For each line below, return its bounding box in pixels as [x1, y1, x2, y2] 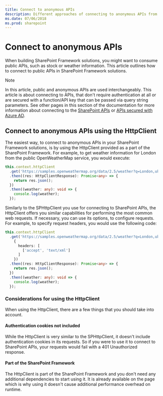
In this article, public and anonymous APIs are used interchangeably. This [5, 87, 152, 93]
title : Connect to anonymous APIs [5, 7, 75, 12]
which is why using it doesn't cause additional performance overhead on [5, 381, 151, 387]
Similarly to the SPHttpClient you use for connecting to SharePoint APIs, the [5, 205, 156, 210]
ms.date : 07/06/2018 [5, 16, 47, 21]
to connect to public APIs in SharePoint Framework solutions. [5, 68, 127, 74]
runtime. [5, 387, 22, 393]
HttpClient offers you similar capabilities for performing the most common [5, 210, 153, 216]
